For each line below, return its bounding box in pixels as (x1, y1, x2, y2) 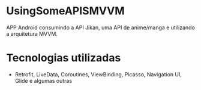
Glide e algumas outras (14, 77, 73, 84)
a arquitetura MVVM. (6, 30, 58, 37)
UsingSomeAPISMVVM (6, 4, 125, 18)
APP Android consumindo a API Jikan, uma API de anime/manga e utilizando (6, 24, 195, 31)
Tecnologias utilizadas (6, 51, 121, 65)
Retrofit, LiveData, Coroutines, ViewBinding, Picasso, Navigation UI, (14, 70, 182, 78)
